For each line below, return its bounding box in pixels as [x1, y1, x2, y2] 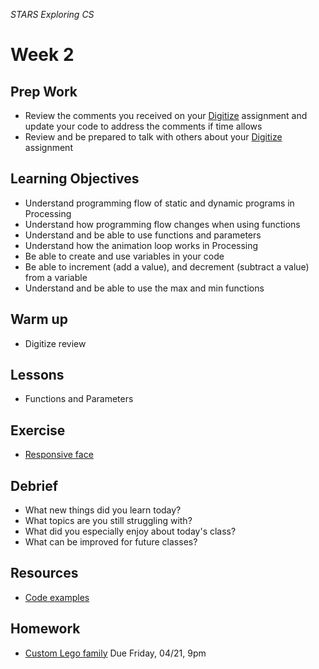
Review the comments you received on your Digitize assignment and [24, 110, 308, 121]
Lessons [10, 367, 65, 384]
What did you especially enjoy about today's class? [24, 525, 237, 538]
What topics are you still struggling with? [24, 515, 193, 527]
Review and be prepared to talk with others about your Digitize [24, 131, 283, 143]
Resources [10, 565, 79, 582]
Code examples [24, 591, 90, 603]
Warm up [10, 311, 68, 328]
